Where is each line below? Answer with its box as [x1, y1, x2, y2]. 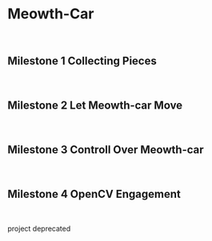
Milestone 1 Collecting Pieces [7, 54, 157, 68]
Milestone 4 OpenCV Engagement [7, 187, 182, 200]
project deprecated [7, 224, 71, 234]
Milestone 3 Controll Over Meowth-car [7, 143, 205, 156]
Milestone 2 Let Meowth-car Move [7, 99, 183, 113]
